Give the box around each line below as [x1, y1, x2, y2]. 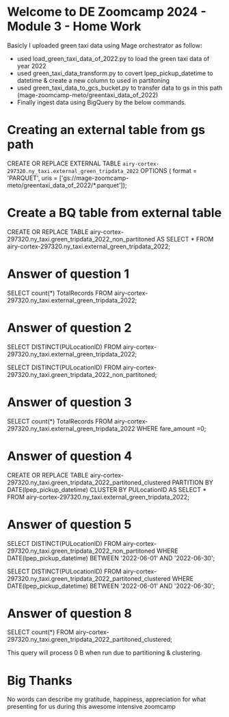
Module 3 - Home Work [7, 18, 142, 34]
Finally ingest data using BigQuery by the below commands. [16, 98, 187, 106]
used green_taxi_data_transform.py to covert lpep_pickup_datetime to [16, 69, 213, 77]
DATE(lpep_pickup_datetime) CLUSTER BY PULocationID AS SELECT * [7, 485, 207, 493]
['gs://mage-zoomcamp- [59, 174, 129, 182]
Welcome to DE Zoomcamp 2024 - [7, 4, 206, 20]
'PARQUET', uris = [7, 174, 58, 182]
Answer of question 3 [7, 394, 132, 410]
